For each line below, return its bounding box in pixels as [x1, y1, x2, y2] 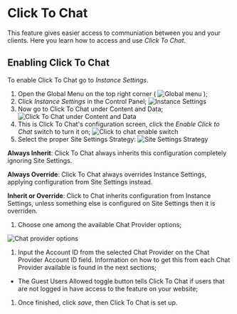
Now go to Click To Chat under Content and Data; [17, 105, 164, 113]
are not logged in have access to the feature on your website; [17, 284, 198, 293]
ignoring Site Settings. [7, 156, 73, 164]
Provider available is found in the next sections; [17, 263, 157, 271]
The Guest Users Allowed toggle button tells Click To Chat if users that [17, 276, 225, 286]
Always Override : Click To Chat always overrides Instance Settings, [7, 169, 207, 179]
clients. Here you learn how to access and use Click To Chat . [7, 36, 186, 44]
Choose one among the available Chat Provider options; [17, 220, 182, 229]
